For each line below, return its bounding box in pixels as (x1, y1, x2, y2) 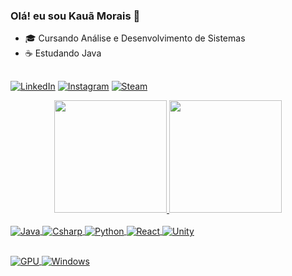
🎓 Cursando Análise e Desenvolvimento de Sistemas (24, 32, 246, 44)
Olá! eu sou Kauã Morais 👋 (10, 9, 141, 23)
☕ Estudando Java (24, 47, 102, 59)
